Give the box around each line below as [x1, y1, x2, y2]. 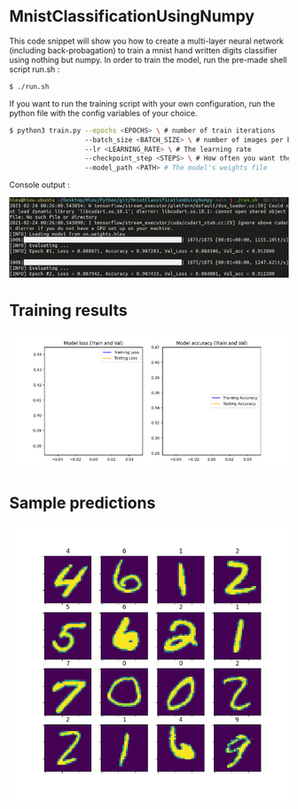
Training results [9, 300, 128, 321]
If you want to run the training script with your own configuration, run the [9, 98, 276, 108]
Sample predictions [9, 493, 156, 512]
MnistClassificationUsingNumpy [9, 6, 255, 27]
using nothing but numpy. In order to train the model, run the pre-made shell [9, 54, 287, 65]
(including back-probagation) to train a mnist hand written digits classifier [9, 44, 278, 55]
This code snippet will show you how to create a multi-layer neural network [9, 36, 284, 46]
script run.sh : [9, 64, 60, 75]
